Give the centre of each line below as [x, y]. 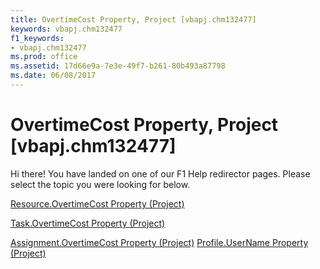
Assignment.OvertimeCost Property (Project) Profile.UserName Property [159, 242]
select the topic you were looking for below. [100, 184]
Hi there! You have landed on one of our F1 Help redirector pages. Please [160, 173]
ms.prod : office [44, 57]
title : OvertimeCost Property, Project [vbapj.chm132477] [133, 19]
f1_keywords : [37, 38]
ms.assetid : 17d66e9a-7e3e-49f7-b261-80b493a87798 [118, 66]
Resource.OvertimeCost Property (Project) [97, 203]
